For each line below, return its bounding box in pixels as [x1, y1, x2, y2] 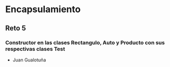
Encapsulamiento [5, 4, 81, 15]
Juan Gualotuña [12, 57, 46, 63]
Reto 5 [5, 24, 26, 32]
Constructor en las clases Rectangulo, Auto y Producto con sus [5, 39, 165, 46]
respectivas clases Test [5, 45, 65, 52]
